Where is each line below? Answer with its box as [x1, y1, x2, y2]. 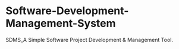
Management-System [5, 17, 117, 30]
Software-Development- [5, 4, 129, 18]
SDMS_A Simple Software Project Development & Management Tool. [5, 36, 174, 43]
